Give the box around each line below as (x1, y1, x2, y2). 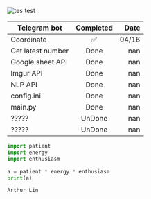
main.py (10, 103, 37, 112)
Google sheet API (10, 58, 68, 67)
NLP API (10, 80, 38, 89)
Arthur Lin (7, 187, 39, 194)
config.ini (10, 91, 42, 101)
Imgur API (10, 69, 43, 78)
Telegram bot (17, 23, 62, 33)
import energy (7, 149, 48, 156)
